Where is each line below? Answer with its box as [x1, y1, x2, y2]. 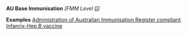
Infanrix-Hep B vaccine [6, 23, 63, 29]
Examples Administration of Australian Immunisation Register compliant [6, 16, 181, 23]
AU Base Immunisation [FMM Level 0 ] [6, 5, 100, 12]
